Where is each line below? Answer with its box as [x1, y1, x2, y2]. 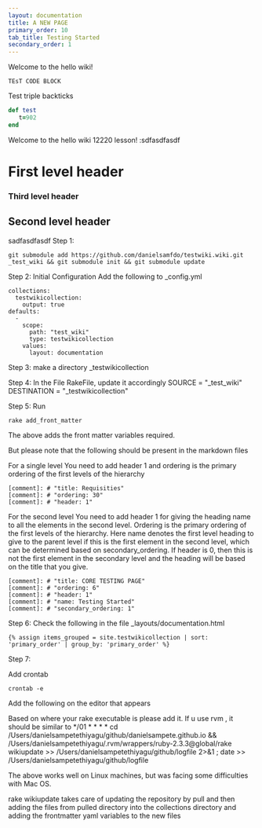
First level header [8, 163, 124, 181]
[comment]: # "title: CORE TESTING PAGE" [8, 577, 146, 585]
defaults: [8, 307, 41, 315]
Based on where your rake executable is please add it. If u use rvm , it [8, 713, 234, 723]
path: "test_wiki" [28, 328, 89, 336]
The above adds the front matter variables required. [8, 430, 175, 440]
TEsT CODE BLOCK [8, 78, 61, 86]
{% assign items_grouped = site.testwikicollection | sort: [8, 633, 209, 641]
